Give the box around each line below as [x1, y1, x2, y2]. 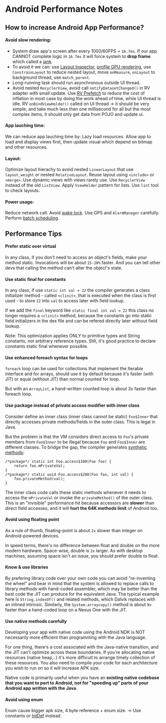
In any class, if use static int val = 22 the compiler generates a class [5, 287, 150, 293]
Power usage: [5, 199, 34, 205]
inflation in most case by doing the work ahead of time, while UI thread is [12, 95, 161, 101]
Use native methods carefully [5, 618, 67, 624]
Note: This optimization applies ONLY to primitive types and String [5, 333, 140, 339]
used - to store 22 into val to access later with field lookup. [5, 298, 125, 304]
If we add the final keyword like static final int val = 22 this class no [5, 307, 154, 313]
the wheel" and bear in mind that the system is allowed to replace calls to [5, 581, 154, 586]
